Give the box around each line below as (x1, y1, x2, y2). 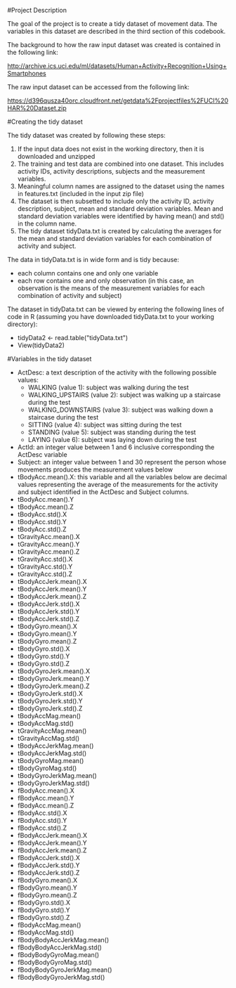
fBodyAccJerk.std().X (17, 854, 81, 862)
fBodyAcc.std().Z (17, 824, 67, 832)
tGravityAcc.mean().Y (17, 540, 80, 548)
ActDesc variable (17, 450, 68, 459)
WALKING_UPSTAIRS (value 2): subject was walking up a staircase (27, 391, 221, 399)
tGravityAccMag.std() (17, 734, 80, 742)
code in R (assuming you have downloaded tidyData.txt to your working (7, 313, 214, 320)
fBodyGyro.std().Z (17, 914, 70, 921)
